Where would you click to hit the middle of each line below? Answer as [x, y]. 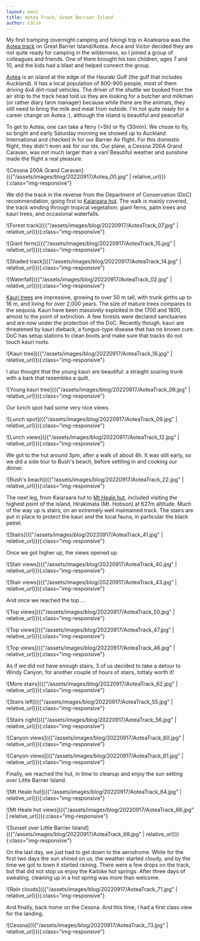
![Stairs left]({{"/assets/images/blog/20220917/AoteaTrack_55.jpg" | [90, 702]
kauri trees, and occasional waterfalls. [53, 214]
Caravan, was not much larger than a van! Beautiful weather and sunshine [97, 152]
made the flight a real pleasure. [44, 159]
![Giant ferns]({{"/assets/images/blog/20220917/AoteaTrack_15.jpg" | [91, 243]
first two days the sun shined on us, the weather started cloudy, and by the [99, 859]
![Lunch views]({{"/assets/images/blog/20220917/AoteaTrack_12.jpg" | [93, 437]
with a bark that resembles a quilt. [48, 378]
